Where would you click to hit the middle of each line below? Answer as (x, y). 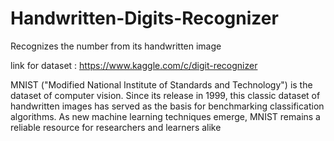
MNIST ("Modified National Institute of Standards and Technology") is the (161, 84)
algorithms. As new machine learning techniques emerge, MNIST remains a (165, 116)
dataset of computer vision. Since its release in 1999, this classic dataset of (165, 95)
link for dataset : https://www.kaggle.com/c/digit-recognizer (134, 65)
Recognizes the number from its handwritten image (116, 46)
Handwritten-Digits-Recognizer (144, 18)
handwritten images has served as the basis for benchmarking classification (167, 106)
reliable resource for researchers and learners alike (116, 127)
